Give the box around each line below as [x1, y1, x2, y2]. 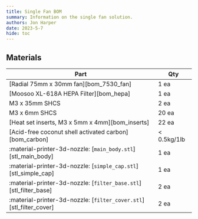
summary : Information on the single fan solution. [6, 14, 133, 20]
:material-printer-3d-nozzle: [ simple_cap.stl [9, 162, 137, 170]
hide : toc [6, 31, 31, 37]
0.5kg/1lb [158, 135, 186, 143]
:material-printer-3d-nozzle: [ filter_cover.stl [9, 195, 143, 204]
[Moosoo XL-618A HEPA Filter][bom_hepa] [9, 89, 131, 97]
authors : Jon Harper [6, 19, 57, 25]
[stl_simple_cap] [9, 169, 55, 177]
